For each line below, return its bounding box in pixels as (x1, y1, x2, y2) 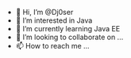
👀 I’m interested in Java (15, 16, 93, 25)
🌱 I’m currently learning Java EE (15, 24, 121, 33)
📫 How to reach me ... (15, 42, 90, 50)
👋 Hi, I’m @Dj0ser (15, 8, 74, 16)
